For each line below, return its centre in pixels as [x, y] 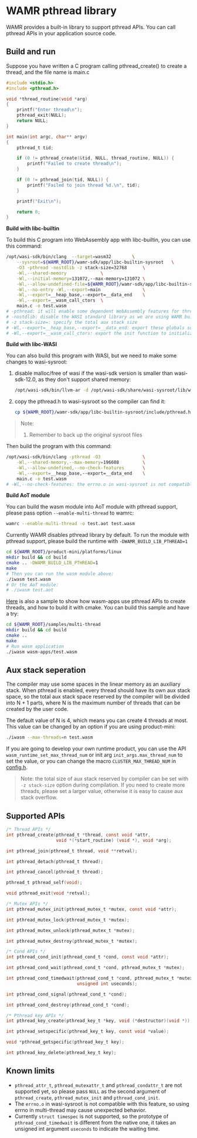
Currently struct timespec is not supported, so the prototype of [91, 1116]
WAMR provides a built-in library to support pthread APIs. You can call [91, 27]
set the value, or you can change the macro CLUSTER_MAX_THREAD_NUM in [91, 761]
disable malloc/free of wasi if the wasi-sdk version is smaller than [94, 373]
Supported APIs [36, 816]
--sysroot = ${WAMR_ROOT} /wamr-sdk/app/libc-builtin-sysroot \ [96, 262]
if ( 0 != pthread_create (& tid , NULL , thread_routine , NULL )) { [96, 158]
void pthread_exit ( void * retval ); [48, 893]
